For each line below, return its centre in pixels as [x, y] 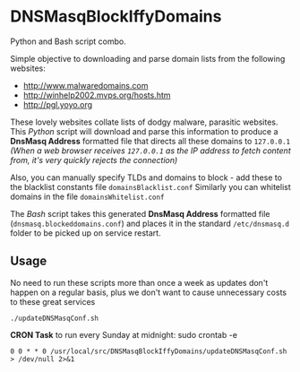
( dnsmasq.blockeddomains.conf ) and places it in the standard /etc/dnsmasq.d [150, 223]
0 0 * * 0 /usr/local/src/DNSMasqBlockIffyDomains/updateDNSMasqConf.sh [149, 351]
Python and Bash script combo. [68, 41]
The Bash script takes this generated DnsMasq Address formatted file [140, 213]
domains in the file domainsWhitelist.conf [87, 196]
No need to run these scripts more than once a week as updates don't [139, 282]
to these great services [53, 301]
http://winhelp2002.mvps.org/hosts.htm [97, 95]
